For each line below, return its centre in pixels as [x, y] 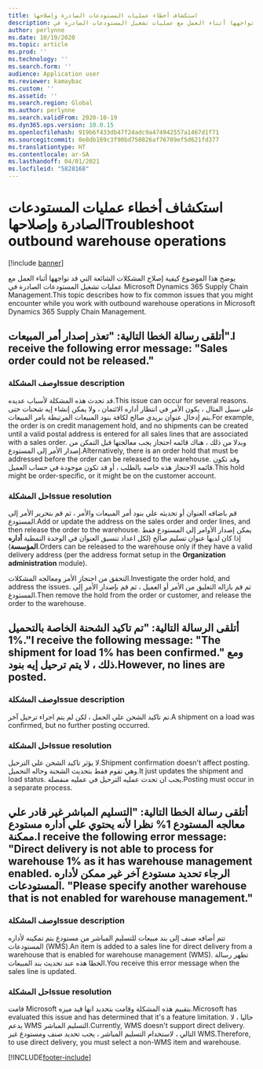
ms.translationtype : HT [47, 147]
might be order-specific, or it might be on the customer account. [112, 476]
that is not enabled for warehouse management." [131, 898]
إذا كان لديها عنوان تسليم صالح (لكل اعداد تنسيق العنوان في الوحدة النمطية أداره [124, 538]
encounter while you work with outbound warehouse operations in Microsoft [131, 303]
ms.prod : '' [27, 52]
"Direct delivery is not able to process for [111, 849]
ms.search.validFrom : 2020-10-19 [63, 118]
